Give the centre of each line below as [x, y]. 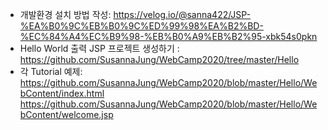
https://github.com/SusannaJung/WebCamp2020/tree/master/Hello [159, 59]
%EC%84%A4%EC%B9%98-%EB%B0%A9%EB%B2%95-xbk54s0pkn [168, 36]
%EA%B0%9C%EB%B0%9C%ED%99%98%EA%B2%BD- [141, 26]
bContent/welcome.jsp [66, 114]
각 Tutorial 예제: [51, 71]
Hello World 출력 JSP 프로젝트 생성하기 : [99, 48]
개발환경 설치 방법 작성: [65, 14]
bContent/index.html [62, 93]
